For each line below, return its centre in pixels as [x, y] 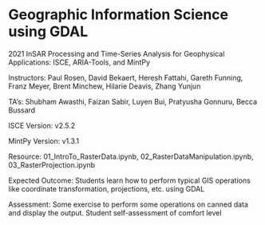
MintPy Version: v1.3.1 [44, 140]
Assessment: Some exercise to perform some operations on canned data [129, 204]
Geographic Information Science [119, 15]
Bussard [22, 110]
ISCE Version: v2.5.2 [42, 125]
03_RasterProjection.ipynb [52, 164]
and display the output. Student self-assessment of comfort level [115, 212]
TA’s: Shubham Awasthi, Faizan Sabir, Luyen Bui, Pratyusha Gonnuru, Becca [133, 101]
